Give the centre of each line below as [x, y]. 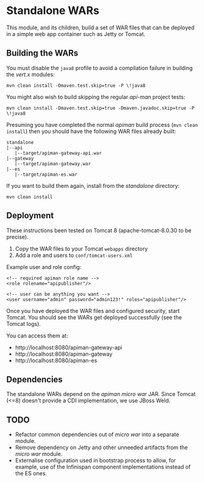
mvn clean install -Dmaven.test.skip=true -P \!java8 [76, 85]
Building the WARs [42, 53]
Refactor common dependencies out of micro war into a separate [97, 434]
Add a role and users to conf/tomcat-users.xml [74, 255]
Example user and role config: [44, 267]
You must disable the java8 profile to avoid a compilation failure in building [100, 68]
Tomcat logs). [24, 323]
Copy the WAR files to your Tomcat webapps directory [81, 248]
